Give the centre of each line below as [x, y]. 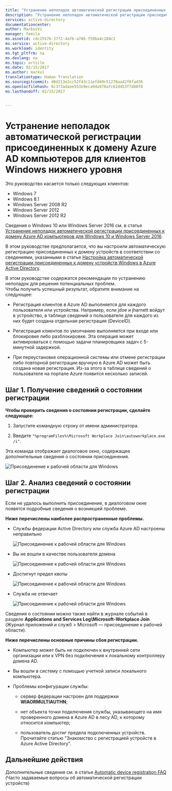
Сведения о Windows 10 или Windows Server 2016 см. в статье [74, 226]
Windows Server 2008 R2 [40, 205]
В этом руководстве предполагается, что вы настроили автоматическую [85, 246]
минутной [24, 347]
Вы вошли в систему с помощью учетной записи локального [80, 671]
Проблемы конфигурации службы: [50, 687]
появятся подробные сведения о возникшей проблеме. [66, 509]
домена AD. [25, 661]
